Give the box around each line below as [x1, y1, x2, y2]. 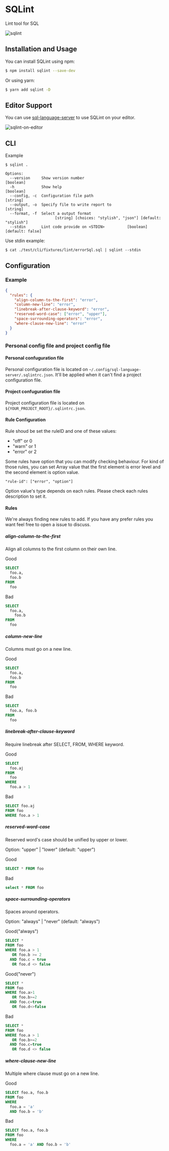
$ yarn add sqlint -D [5, 87, 51, 92]
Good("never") [5, 971, 36, 977]
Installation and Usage [5, 45, 77, 54]
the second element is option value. [5, 469, 80, 475]
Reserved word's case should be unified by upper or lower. [5, 836, 128, 842]
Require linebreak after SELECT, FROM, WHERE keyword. [5, 741, 125, 747]
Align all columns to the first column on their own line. [5, 546, 117, 552]
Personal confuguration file [5, 355, 64, 361]
